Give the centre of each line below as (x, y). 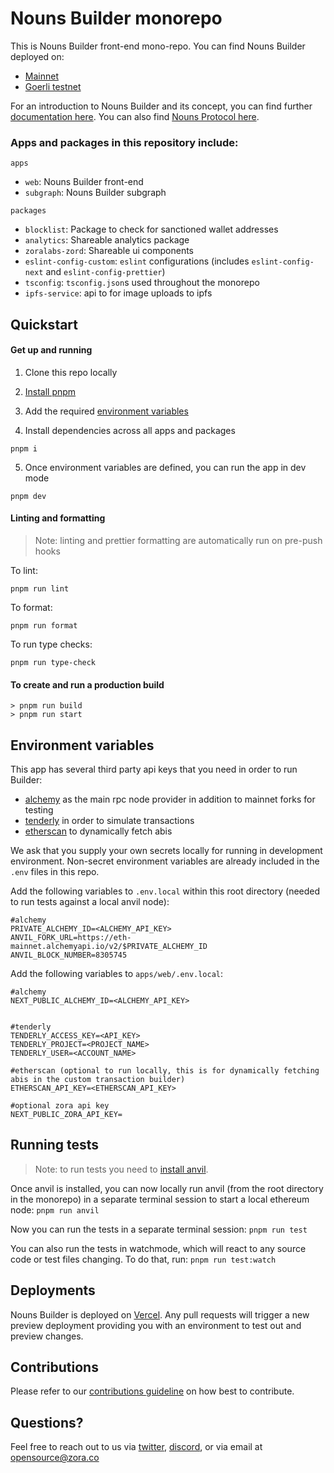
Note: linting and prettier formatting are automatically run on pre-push (178, 541)
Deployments (53, 1290)
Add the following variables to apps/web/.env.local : (117, 974)
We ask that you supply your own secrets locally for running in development (166, 851)
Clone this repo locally (71, 372)
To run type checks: (51, 644)
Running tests (55, 1145)
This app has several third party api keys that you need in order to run (154, 769)
